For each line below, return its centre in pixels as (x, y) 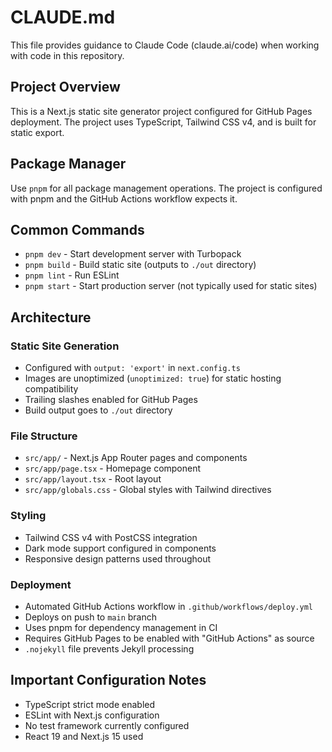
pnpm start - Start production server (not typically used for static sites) (171, 286)
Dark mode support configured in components (120, 548)
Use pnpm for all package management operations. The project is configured (166, 188)
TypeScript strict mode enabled (90, 704)
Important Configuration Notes (108, 680)
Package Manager (68, 164)
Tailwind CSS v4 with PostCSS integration (111, 537)
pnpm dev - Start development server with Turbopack (133, 254)
